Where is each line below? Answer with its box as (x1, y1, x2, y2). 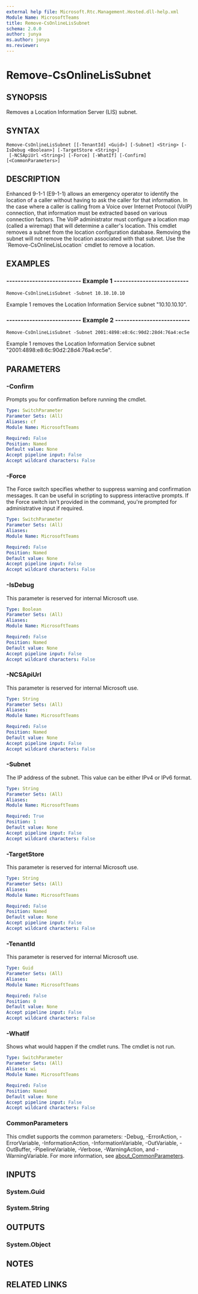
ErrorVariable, (6, 1139, 41, 1146)
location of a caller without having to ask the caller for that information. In (6, 196, 188, 204)
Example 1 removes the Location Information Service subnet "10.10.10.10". (6, 301, 188, 308)
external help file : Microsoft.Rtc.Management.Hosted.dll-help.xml (6, 8, 179, 15)
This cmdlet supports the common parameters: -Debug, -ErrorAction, (6, 1132, 179, 1140)
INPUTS (6, 1169, 36, 1179)
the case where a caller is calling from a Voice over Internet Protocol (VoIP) (6, 203, 193, 210)
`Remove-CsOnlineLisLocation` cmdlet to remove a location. (6, 241, 155, 248)
